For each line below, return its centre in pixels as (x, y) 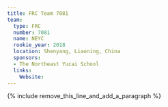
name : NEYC (29, 39)
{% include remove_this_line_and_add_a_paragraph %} (84, 96)
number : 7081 (32, 32)
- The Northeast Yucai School (56, 64)
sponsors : (27, 58)
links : (23, 70)
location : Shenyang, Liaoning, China (67, 52)
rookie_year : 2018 (40, 45)
